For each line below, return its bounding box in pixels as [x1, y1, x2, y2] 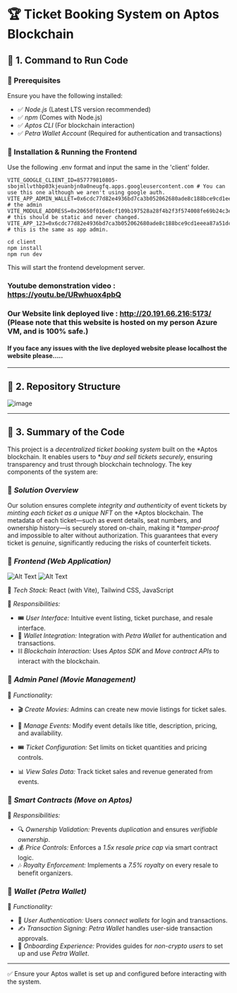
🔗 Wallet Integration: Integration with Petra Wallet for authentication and [17, 631, 227, 640]
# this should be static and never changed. [7, 214, 140, 221]
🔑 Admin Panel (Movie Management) [7, 674, 136, 684]
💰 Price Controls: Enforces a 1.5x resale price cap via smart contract [17, 843, 218, 852]
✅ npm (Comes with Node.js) [17, 113, 103, 121]
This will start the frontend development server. [7, 263, 145, 272]
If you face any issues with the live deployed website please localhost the [7, 344, 227, 352]
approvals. [17, 934, 49, 943]
